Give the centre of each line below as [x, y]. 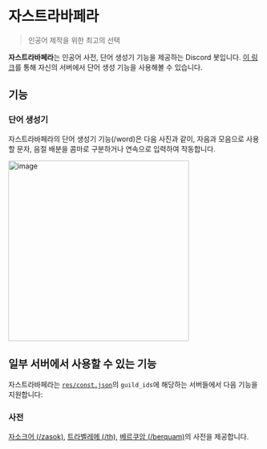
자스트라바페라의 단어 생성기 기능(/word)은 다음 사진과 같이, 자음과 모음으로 [126, 139]
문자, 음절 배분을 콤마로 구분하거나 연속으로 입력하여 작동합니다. [116, 148]
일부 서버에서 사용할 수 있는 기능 [83, 364]
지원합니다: [26, 394]
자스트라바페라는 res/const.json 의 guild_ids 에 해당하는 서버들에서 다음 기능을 [133, 385]
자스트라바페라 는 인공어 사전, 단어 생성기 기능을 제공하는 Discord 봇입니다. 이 [129, 57]
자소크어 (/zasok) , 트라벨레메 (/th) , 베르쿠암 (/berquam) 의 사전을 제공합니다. [129, 436]
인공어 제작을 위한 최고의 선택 [74, 40]
